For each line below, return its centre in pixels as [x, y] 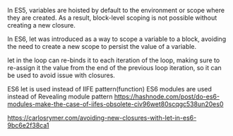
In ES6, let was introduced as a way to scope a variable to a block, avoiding [117, 39]
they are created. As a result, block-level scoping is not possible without [112, 18]
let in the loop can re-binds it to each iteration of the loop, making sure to [114, 60]
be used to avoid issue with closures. [61, 75]
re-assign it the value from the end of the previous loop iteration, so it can [115, 68]
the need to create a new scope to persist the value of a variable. [102, 46]
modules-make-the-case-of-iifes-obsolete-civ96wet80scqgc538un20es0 [115, 104]
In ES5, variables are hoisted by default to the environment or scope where [116, 10]
